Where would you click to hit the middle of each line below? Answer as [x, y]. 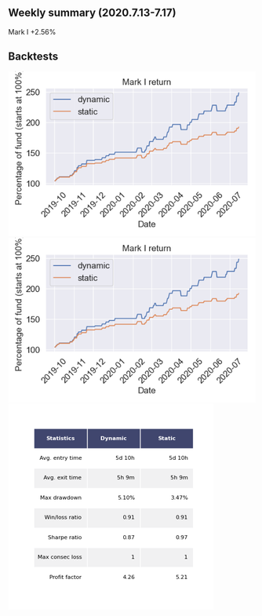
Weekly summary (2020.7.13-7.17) [92, 13]
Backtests [33, 57]
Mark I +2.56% [32, 31]
